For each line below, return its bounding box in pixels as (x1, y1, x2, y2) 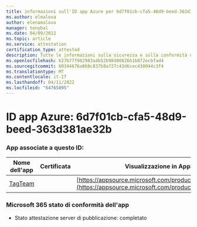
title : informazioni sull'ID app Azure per (6, 8, 114, 15)
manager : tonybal (6, 25, 49, 31)
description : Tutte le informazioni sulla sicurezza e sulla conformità (6, 52, 188, 58)
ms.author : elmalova (6, 14, 57, 20)
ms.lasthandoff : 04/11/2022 (6, 80, 75, 86)
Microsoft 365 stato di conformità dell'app (6, 201, 130, 209)
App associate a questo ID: (6, 143, 84, 151)
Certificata (40, 162, 72, 171)
